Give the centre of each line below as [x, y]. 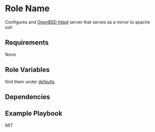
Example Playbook [34, 114]
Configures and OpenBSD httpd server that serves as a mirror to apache [77, 22]
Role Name [27, 9]
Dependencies [28, 97]
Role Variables [27, 70]
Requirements [27, 43]
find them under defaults [30, 82]
